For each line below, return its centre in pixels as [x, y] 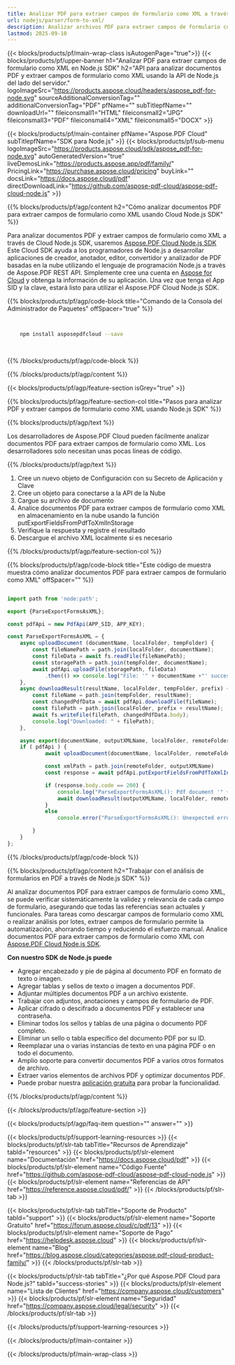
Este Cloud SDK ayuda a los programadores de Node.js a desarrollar [106, 250]
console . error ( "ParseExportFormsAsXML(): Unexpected [136, 818]
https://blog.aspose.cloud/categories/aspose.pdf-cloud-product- [120, 1255]
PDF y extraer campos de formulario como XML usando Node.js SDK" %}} [114, 409]
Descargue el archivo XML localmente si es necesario [95, 538]
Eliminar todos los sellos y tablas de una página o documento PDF [112, 1023]
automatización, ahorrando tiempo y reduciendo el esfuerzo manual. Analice [117, 929]
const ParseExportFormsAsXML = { [56, 637]
